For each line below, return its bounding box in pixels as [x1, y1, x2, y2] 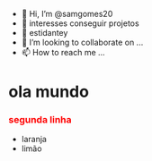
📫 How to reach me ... [21, 47, 105, 57]
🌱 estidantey [21, 28, 68, 38]
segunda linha [8, 114, 73, 126]
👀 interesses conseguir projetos [21, 18, 140, 29]
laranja [21, 134, 47, 145]
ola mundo [8, 81, 89, 102]
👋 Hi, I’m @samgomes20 [21, 9, 113, 19]
